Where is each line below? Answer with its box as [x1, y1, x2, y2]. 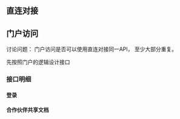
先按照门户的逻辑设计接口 [6, 58, 70, 66]
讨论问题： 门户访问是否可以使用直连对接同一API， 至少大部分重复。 [6, 46, 178, 53]
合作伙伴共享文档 [6, 106, 49, 114]
